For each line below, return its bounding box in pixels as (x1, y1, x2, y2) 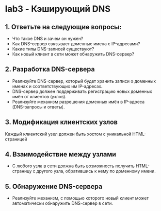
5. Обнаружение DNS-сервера (5, 182, 103, 191)
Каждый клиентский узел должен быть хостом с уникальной (5, 131, 132, 137)
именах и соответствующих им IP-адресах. (12, 83, 103, 89)
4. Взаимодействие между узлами (5, 150, 116, 158)
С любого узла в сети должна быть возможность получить (12, 163, 135, 169)
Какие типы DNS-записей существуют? (12, 46, 95, 52)
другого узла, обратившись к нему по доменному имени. (36, 168, 156, 174)
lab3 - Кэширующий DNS (5, 3, 111, 15)
